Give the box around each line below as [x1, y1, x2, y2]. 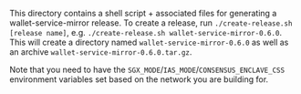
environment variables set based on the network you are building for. [9, 74, 269, 85]
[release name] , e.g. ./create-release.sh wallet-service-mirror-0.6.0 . [9, 27, 283, 37]
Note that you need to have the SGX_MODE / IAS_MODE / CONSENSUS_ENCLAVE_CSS [9, 64, 285, 75]
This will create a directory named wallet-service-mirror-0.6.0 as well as [9, 37, 289, 47]
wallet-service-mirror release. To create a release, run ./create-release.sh [9, 17, 293, 28]
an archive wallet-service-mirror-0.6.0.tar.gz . [9, 47, 192, 57]
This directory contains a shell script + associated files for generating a [9, 8, 277, 18]
